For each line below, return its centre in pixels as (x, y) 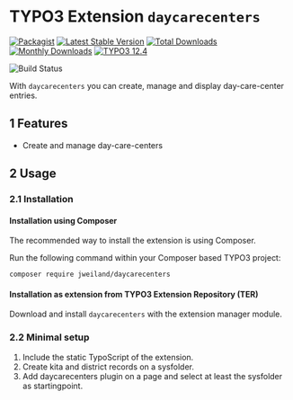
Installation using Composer (63, 220)
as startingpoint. (53, 386)
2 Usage (33, 174)
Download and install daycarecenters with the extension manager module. (146, 314)
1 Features (39, 124)
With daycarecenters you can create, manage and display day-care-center (147, 85)
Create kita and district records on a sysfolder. (108, 367)
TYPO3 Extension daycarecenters (135, 17)
